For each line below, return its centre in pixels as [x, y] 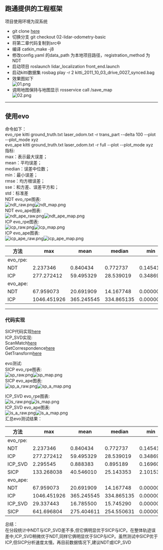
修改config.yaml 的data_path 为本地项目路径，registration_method [78, 55]
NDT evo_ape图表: [24, 210]
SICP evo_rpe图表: [24, 369]
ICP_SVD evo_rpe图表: [27, 396]
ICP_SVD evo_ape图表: [28, 407]
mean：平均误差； [24, 162]
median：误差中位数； [27, 169]
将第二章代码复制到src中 [37, 43]
